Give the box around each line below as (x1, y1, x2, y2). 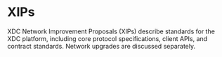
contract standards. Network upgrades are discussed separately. (7, 42, 195, 50)
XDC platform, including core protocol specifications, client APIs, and (7, 34, 208, 42)
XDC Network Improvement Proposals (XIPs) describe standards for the (7, 27, 216, 35)
